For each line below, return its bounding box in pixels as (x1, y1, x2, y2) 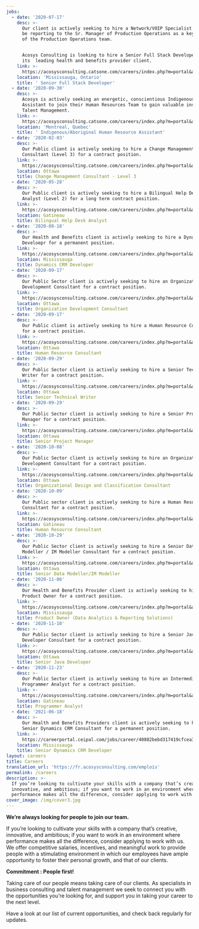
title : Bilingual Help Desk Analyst (17, 218, 108, 224)
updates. (6, 917, 28, 923)
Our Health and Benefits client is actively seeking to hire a (21, 234, 182, 240)
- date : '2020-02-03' (11, 135, 65, 141)
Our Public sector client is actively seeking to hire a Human (21, 499, 182, 505)
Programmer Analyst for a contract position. (21, 681, 136, 687)
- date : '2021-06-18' (11, 709, 65, 715)
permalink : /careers (6, 769, 57, 775)
